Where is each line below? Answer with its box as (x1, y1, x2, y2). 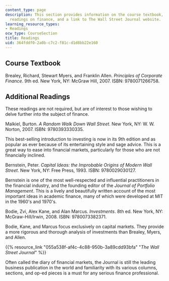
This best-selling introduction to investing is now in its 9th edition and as (5, 136, 156, 142)
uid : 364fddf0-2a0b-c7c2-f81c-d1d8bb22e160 (5, 40, 98, 45)
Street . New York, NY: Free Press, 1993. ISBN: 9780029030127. (5, 167, 136, 173)
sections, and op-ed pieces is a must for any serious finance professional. (5, 270, 159, 276)
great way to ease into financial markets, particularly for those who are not (5, 147, 160, 153)
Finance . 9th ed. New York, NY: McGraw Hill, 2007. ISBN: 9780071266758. (5, 78, 160, 84)
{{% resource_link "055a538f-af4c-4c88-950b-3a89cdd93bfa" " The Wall (5, 244, 159, 250)
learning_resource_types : (5, 21, 60, 27)
